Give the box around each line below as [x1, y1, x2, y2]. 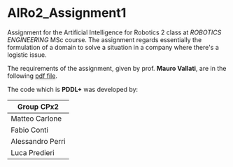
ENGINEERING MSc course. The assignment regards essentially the [7, 35, 202, 44]
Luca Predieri [10, 147, 55, 157]
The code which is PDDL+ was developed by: [7, 85, 139, 93]
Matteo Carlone [10, 114, 62, 123]
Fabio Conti [10, 125, 49, 135]
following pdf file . [7, 72, 58, 80]
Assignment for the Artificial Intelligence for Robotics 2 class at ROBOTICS [7, 28, 222, 36]
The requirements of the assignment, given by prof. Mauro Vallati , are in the [7, 64, 227, 72]
